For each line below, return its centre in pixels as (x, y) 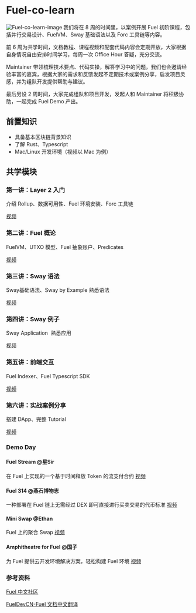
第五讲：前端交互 (30, 362)
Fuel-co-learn (40, 10)
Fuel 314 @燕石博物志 (32, 490)
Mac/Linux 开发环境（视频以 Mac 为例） (63, 151)
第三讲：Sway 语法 (33, 276)
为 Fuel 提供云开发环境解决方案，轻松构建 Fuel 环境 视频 (74, 561)
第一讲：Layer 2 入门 (36, 190)
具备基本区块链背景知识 (43, 137)
